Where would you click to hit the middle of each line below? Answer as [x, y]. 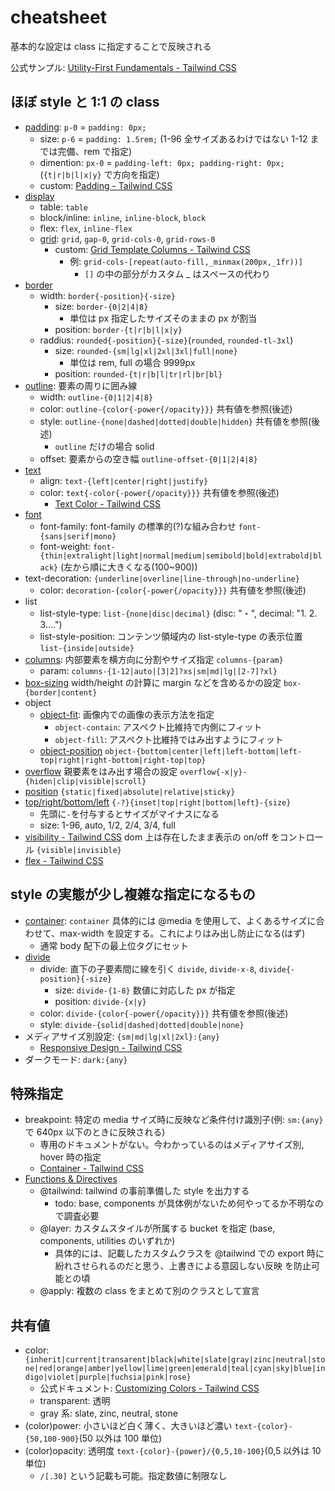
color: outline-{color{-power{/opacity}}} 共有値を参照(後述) [166, 408]
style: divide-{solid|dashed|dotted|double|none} [142, 1024]
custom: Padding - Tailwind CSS [106, 185]
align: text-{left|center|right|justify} [124, 480]
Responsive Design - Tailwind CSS [111, 1047]
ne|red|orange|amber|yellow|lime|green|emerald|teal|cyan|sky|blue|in [175, 1369]
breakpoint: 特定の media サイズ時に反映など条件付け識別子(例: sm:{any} [174, 1120]
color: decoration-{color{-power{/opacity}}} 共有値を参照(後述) [173, 590]
